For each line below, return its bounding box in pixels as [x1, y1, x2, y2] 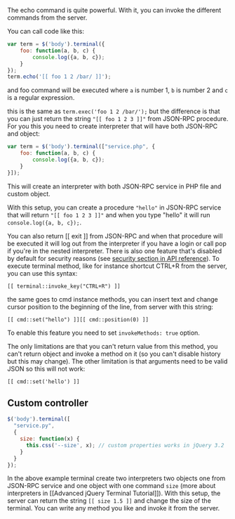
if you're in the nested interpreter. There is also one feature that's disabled [7, 246, 222, 255]
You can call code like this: [7, 27, 84, 35]
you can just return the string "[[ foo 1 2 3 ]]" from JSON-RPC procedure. [7, 115, 229, 123]
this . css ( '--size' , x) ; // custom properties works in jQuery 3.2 [25, 442, 224, 449]
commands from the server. [7, 13, 88, 22]
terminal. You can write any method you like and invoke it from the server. [7, 504, 220, 513]
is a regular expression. [7, 94, 75, 102]
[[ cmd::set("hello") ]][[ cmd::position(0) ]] [7, 316, 149, 323]
